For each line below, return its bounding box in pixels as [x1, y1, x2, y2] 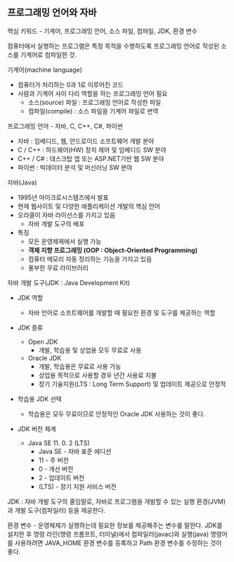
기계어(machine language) [7, 65, 83, 74]
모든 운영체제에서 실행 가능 [27, 237, 102, 245]
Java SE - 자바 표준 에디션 [38, 447, 112, 456]
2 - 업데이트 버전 [38, 473, 85, 482]
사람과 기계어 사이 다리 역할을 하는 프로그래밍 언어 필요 [17, 89, 168, 97]
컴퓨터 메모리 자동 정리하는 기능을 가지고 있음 [27, 254, 152, 263]
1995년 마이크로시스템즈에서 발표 [17, 193, 109, 201]
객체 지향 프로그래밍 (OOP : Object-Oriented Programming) [27, 246, 198, 254]
